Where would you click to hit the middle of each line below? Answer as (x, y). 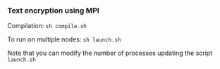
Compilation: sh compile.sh (47, 26)
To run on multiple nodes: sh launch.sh (64, 39)
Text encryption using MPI (54, 11)
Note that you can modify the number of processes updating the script (110, 53)
